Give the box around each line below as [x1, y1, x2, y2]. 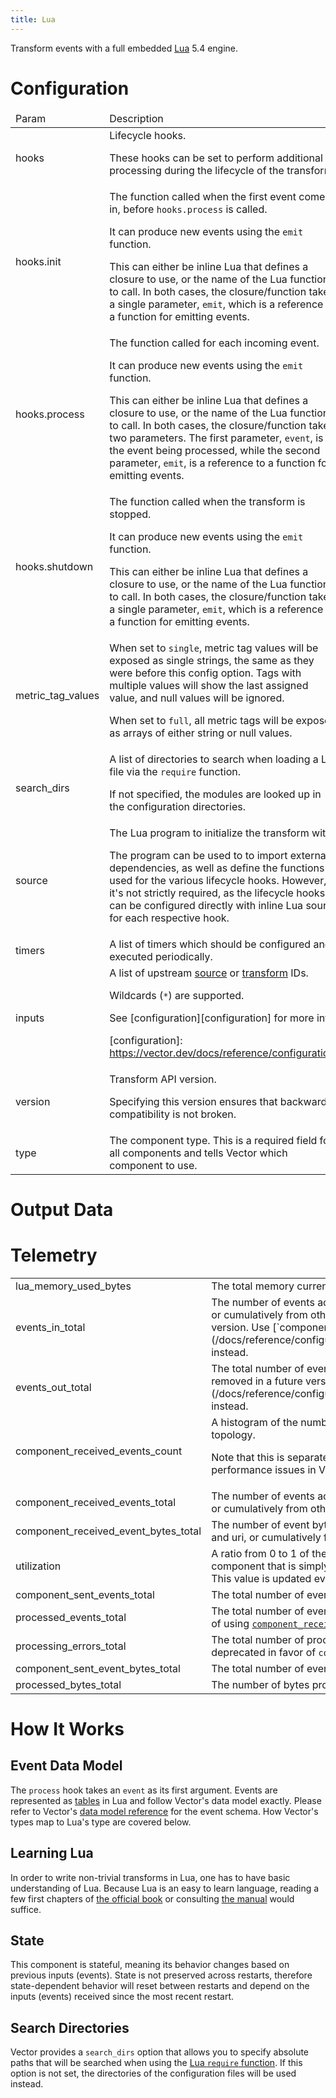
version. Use [211, 1320, 270, 1334]
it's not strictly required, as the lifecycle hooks [109, 886, 326, 900]
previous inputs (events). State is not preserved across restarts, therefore [10, 1969, 313, 1981]
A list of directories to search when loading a [109, 752, 319, 766]
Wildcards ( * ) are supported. [109, 988, 245, 1002]
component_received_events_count [15, 1444, 183, 1458]
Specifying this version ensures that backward [109, 1094, 328, 1108]
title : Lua [10, 14, 56, 25]
